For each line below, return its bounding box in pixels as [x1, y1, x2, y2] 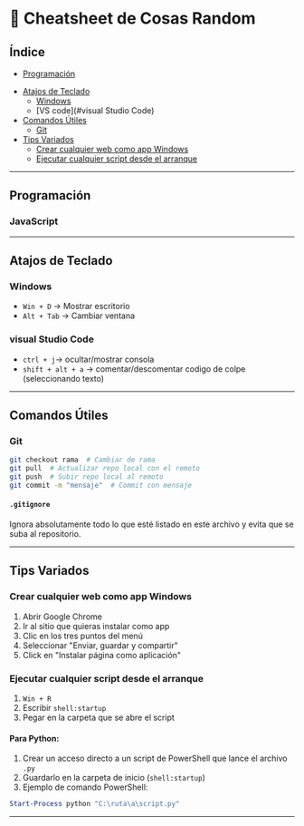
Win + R [22, 695, 52, 704]
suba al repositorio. [9, 529, 81, 539]
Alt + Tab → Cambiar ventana [22, 310, 136, 321]
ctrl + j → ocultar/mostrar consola [22, 354, 155, 364]
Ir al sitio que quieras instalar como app [22, 620, 170, 631]
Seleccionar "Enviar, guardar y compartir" [22, 639, 178, 651]
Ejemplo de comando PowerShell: [22, 782, 148, 792]
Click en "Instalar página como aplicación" [22, 649, 182, 660]
